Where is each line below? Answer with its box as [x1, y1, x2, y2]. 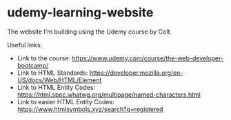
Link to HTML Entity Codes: [17, 83, 95, 91]
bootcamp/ [17, 61, 49, 69]
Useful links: [7, 40, 43, 49]
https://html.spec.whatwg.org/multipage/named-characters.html [17, 91, 201, 99]
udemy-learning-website [7, 5, 154, 21]
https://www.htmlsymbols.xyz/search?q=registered [17, 105, 163, 113]
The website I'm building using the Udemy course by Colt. [7, 27, 172, 36]
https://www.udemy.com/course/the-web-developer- [72, 53, 224, 62]
